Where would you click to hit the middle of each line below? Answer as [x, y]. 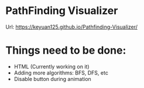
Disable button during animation [52, 79]
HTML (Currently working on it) [52, 66]
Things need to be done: [66, 50]
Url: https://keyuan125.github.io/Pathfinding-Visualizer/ [72, 27]
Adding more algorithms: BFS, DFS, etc [61, 73]
